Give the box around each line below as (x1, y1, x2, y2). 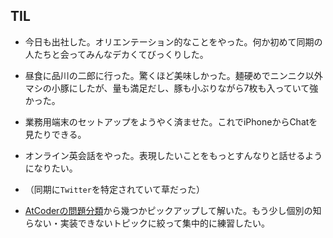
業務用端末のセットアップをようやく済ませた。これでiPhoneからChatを (24, 115, 318, 128)
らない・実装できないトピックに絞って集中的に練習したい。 (24, 217, 271, 229)
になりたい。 (24, 162, 78, 174)
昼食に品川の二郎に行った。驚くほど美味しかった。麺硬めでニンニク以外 (24, 69, 323, 81)
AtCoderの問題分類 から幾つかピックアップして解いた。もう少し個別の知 (24, 204, 322, 216)
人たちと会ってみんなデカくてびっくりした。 (24, 48, 209, 60)
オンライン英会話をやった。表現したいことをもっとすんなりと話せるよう (24, 149, 323, 161)
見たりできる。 (24, 128, 87, 140)
